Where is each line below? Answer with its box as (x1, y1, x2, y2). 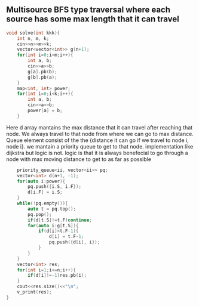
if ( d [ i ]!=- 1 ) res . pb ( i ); (27, 273, 87, 279)
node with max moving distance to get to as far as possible (6, 155, 151, 163)
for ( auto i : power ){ (17, 178, 66, 184)
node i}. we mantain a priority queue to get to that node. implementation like (6, 143, 194, 150)
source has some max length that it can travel (6, 14, 179, 24)
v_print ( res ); (17, 289, 52, 295)
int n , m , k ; (17, 35, 50, 41)
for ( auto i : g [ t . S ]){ (27, 222, 79, 228)
